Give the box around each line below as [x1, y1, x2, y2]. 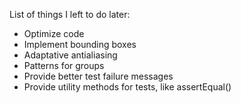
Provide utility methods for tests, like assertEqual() [23, 81, 232, 93]
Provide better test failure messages [23, 70, 174, 82]
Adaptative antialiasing [23, 49, 118, 61]
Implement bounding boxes [23, 39, 137, 50]
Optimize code [23, 28, 85, 39]
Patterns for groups [23, 60, 105, 71]
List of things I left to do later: [9, 9, 131, 20]
